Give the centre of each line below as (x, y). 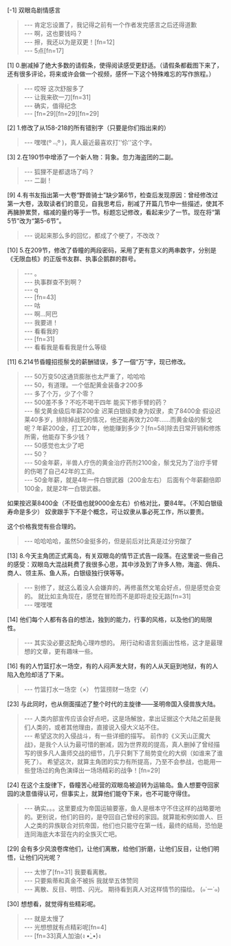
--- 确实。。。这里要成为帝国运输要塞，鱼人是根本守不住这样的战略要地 (122, 808)
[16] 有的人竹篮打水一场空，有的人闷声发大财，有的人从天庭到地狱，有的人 (113, 666)
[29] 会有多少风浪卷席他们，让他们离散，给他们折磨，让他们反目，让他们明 (113, 849)
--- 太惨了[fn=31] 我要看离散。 (67, 872)
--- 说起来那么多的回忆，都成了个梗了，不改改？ (92, 235)
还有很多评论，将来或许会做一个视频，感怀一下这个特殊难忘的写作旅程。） (111, 74)
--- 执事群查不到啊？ (53, 282)
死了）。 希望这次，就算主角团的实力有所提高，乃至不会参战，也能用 (120, 762)
